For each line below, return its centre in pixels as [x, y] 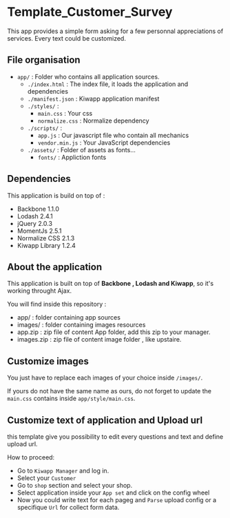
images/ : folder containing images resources [81, 325]
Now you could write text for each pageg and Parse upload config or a [117, 500]
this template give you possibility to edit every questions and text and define [115, 437]
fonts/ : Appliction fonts [72, 157]
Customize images [48, 361]
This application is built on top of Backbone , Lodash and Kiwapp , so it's [111, 284]
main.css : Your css [65, 113]
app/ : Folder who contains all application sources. [88, 76]
